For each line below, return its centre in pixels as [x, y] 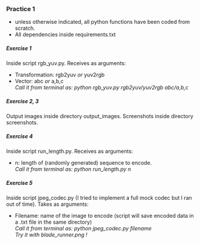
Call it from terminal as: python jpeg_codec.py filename [83, 228]
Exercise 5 [19, 183]
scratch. [25, 28]
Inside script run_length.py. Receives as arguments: [70, 152]
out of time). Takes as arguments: [47, 204]
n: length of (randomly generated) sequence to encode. [83, 163]
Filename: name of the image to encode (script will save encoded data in [104, 216]
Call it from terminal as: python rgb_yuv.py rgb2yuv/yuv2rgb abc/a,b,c [102, 88]
